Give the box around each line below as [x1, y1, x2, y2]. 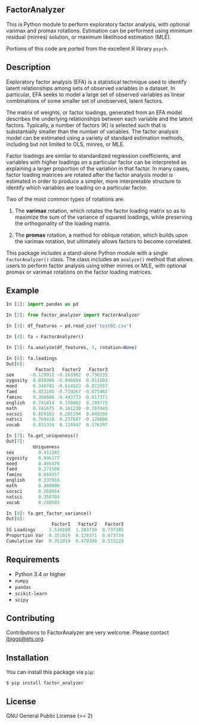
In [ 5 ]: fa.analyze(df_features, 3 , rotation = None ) [6, 344, 137, 350]
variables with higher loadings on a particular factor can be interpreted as [6, 158, 187, 166]
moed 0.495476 [6, 460, 60, 467]
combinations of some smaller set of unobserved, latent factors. [6, 97, 164, 104]
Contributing [6, 613, 55, 623]
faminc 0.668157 [6, 472, 60, 478]
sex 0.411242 [6, 449, 60, 455]
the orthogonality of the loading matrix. [14, 219, 111, 227]
